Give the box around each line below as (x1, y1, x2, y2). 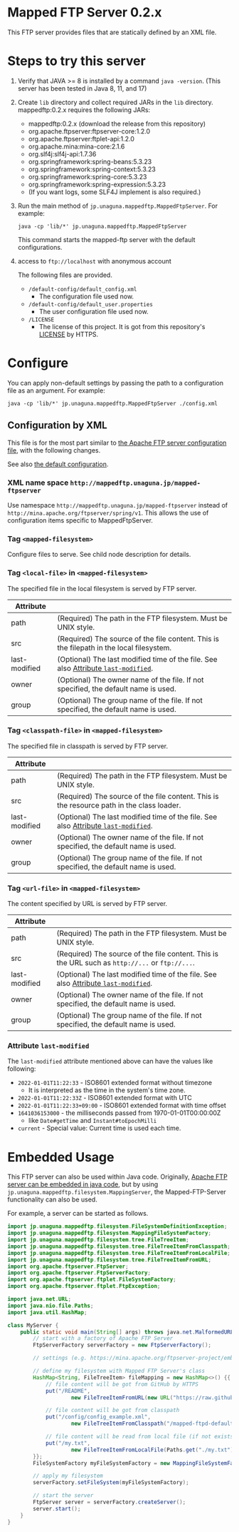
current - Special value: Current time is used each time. (17, 1124, 181, 1132)
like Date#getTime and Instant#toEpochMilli (28, 1117, 157, 1125)
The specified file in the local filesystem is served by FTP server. (7, 584, 197, 593)
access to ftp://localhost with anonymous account (17, 256, 172, 265)
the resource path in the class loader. (56, 800, 181, 810)
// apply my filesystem (33, 1472, 103, 1480)
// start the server (33, 1492, 94, 1499)
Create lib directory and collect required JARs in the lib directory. (17, 98, 213, 106)
